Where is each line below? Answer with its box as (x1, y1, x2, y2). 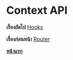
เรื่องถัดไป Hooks (6, 23, 43, 31)
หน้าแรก (6, 47, 23, 55)
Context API (6, 4, 68, 17)
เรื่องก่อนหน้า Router (6, 35, 50, 43)
